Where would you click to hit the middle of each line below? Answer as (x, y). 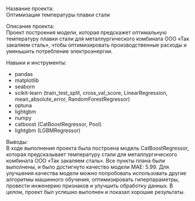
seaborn (25, 87)
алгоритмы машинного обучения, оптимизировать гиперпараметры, (93, 179)
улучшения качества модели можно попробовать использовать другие (96, 173)
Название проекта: (30, 9)
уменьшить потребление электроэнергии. (59, 51)
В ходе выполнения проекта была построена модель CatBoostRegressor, (97, 148)
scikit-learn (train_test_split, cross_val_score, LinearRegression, (91, 93)
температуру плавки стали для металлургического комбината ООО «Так (98, 39)
